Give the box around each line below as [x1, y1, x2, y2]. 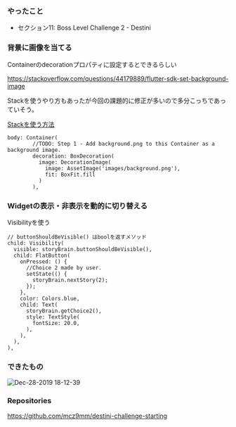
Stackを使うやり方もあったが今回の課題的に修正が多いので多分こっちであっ [7, 96, 227, 105]
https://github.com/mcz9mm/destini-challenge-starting [7, 412, 167, 420]
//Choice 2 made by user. [25, 264, 102, 272]
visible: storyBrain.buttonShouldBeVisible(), [13, 246, 152, 253]
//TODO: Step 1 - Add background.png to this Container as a [32, 140, 216, 147]
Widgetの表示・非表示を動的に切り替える [7, 200, 148, 210]
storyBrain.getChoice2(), [25, 307, 102, 314]
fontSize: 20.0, [32, 319, 80, 326]
